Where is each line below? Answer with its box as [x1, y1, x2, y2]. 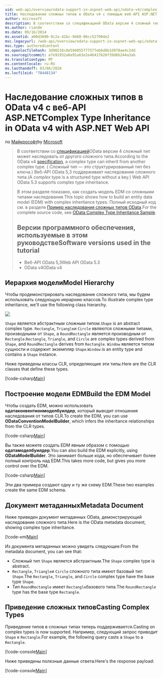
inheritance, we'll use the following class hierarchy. [5, 302, 107, 308]
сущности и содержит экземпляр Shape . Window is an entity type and [5, 347, 143, 352]
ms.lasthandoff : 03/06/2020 [5, 66, 62, 71]
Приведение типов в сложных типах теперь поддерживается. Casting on [5, 623, 155, 629]
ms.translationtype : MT [5, 57, 53, 62]
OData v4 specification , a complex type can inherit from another [16, 158, 146, 164]
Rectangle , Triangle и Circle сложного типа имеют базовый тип [12, 568, 143, 574]
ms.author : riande [5, 25, 42, 30]
